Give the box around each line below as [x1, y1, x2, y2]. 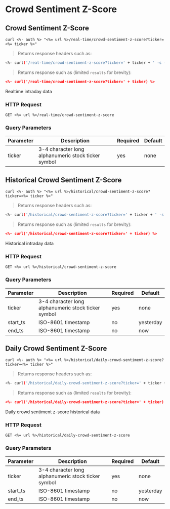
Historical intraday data [5, 240, 54, 246]
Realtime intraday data [5, 88, 52, 94]
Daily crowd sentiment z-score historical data [5, 409, 100, 415]
